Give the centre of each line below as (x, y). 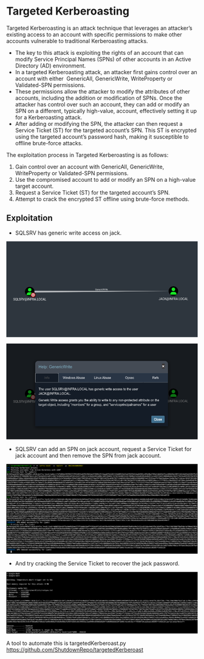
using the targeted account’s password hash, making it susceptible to (102, 136)
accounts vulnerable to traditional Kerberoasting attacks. (77, 41)
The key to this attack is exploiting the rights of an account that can (99, 52)
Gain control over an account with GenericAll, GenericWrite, (90, 167)
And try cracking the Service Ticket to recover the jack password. (97, 563)
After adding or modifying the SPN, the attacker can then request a (99, 123)
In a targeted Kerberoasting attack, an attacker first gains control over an (106, 72)
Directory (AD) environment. (50, 66)
